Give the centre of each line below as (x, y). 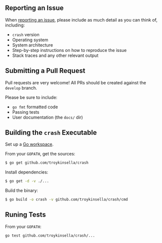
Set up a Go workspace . (29, 145)
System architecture (33, 45)
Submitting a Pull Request (45, 71)
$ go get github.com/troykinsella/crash (47, 163)
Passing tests (26, 112)
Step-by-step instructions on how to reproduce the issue (69, 50)
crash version (26, 34)
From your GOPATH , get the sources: (40, 154)
